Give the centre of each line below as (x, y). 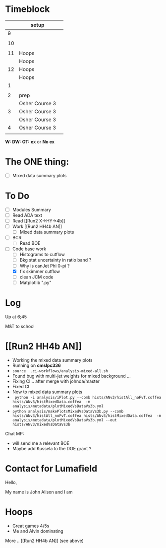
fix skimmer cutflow (40, 271)
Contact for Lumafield (51, 468)
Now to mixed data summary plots (47, 392)
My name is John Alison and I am (39, 492)
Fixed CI (21, 386)
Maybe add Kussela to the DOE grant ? (52, 448)
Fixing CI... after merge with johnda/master (56, 381)
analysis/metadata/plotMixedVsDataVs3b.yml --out (65, 420)
